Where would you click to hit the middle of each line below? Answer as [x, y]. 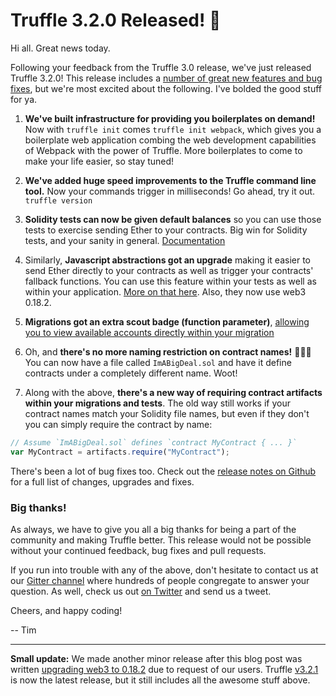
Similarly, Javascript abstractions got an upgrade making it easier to [168, 260]
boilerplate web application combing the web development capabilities [170, 140]
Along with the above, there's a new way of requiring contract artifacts [173, 392]
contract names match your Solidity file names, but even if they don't [167, 413]
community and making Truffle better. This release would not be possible [161, 540]
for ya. [24, 99]
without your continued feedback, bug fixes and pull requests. [138, 550]
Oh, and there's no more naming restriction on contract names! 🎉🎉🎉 [168, 351]
